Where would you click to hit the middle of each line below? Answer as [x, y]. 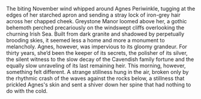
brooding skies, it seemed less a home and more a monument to [85, 40]
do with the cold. [27, 91]
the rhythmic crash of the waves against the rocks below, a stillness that [95, 78]
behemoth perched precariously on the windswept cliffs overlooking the [95, 27]
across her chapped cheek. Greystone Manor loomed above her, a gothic [97, 21]
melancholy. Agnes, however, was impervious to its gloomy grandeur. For [97, 47]
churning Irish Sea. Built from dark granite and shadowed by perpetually [95, 34]
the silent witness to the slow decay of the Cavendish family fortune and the [100, 59]
